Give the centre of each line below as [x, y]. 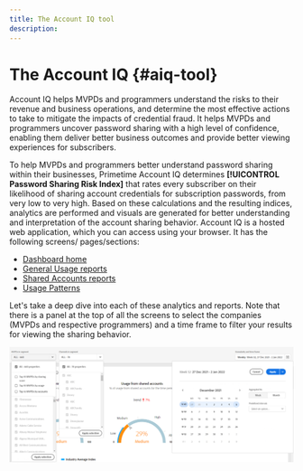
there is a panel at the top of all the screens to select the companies [135, 316]
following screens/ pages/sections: [74, 242]
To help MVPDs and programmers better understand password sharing [141, 165]
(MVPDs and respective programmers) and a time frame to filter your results [151, 325]
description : [34, 28]
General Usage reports [65, 269]
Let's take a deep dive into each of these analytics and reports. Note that [145, 306]
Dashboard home [55, 259]
